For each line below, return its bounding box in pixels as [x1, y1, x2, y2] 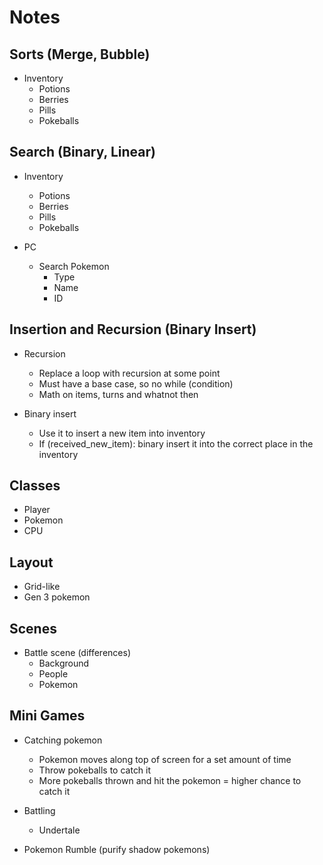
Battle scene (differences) [23, 647, 131, 659]
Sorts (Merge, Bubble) [9, 46, 151, 63]
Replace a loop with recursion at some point [38, 367, 221, 379]
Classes [9, 477, 61, 495]
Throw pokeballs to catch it [38, 764, 152, 776]
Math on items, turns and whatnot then [38, 388, 199, 400]
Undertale [38, 824, 81, 836]
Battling [23, 804, 56, 816]
